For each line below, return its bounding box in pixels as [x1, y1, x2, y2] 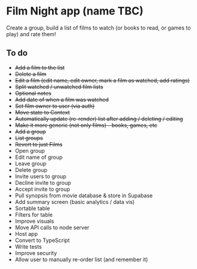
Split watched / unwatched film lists [14, 83, 103, 90]
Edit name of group [14, 153, 63, 161]
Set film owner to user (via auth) [14, 102, 95, 110]
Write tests [14, 243, 42, 250]
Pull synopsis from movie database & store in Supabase [14, 191, 153, 199]
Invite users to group [14, 173, 67, 180]
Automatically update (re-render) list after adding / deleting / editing [14, 115, 183, 122]
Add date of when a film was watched [14, 96, 109, 103]
